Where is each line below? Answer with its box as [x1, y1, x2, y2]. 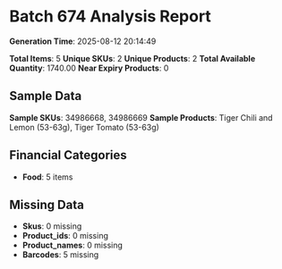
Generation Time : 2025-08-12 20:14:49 [9, 36, 157, 46]
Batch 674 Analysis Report [9, 6, 212, 27]
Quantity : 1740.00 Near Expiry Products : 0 [9, 63, 169, 73]
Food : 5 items [21, 172, 73, 182]
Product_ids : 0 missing [21, 231, 109, 241]
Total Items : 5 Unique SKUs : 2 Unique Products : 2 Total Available [9, 53, 256, 63]
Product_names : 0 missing [21, 240, 124, 251]
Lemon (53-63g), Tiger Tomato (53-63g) [9, 122, 159, 132]
